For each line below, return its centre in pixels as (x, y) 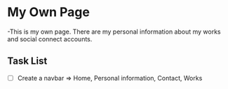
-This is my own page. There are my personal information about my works (114, 32)
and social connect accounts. (50, 39)
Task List (27, 61)
